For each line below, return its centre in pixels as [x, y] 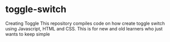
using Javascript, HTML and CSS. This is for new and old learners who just [84, 28]
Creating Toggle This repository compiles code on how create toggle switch [85, 23]
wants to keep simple [28, 34]
